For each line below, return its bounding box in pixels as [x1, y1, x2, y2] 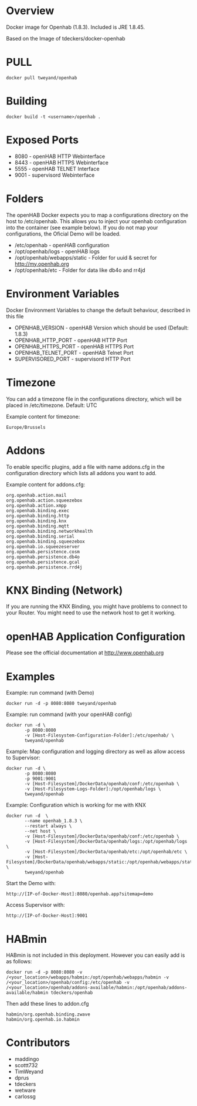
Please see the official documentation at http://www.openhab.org [6, 649, 164, 656]
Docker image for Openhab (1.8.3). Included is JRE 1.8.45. [6, 23, 145, 31]
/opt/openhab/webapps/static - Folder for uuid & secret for [14, 254, 157, 261]
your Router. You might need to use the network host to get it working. [6, 609, 176, 616]
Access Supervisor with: [6, 902, 66, 909]
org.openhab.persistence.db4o [6, 554, 80, 560]
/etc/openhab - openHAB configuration [14, 241, 110, 248]
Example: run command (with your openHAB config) [6, 711, 133, 718]
